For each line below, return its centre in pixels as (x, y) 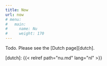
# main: (16, 24)
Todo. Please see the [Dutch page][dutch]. (50, 48)
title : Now (17, 10)
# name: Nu (21, 29)
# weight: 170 (25, 34)
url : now (15, 15)
